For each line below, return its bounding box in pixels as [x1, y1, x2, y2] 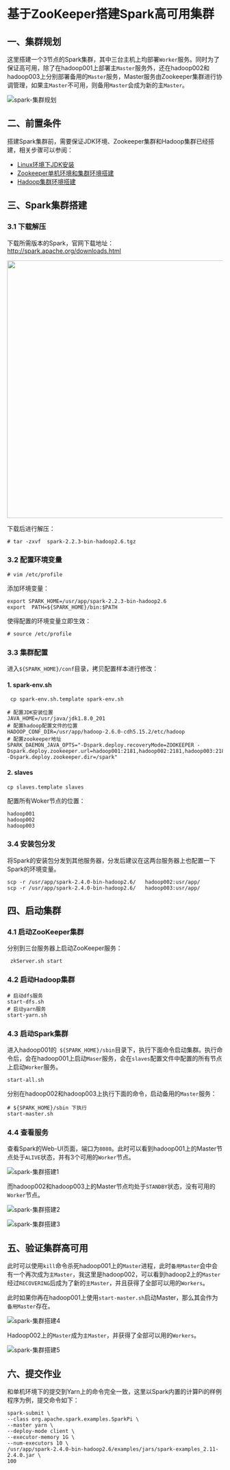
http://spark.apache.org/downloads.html [7, 247, 121, 255]
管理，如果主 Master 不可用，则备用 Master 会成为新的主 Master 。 [12, 81, 188, 89]
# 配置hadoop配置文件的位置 [7, 723, 78, 730]
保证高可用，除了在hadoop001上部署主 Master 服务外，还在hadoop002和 [7, 64, 210, 72]
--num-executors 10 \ [7, 1440, 69, 1447]
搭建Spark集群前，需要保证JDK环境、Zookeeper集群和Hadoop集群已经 [7, 137, 209, 145]
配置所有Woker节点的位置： [7, 796, 86, 804]
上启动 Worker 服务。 [7, 1063, 62, 1072]
